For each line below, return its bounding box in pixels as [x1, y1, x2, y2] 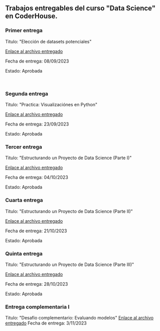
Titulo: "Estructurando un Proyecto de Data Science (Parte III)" [5, 261, 134, 268]
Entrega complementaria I [5, 303, 70, 310]
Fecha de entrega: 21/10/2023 [5, 228, 67, 234]
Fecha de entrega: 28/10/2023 [5, 281, 68, 287]
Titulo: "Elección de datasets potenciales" [5, 38, 92, 44]
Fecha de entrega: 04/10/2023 [5, 174, 69, 180]
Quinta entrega [5, 250, 43, 257]
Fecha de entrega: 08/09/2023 [5, 58, 69, 64]
